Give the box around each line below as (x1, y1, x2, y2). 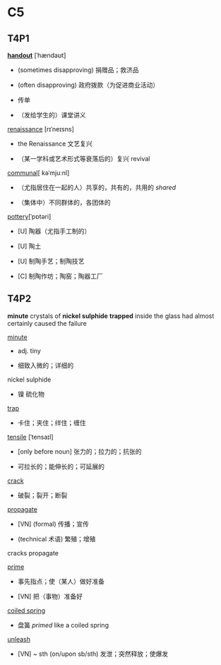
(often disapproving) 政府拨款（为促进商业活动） (17, 81, 160, 89)
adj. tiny (17, 346, 41, 355)
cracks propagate (7, 548, 59, 557)
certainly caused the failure (7, 319, 87, 327)
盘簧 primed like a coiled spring (17, 620, 109, 629)
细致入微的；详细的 (17, 361, 74, 370)
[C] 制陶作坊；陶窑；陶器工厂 (17, 272, 104, 280)
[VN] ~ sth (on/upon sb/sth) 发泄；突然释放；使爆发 (17, 649, 168, 658)
